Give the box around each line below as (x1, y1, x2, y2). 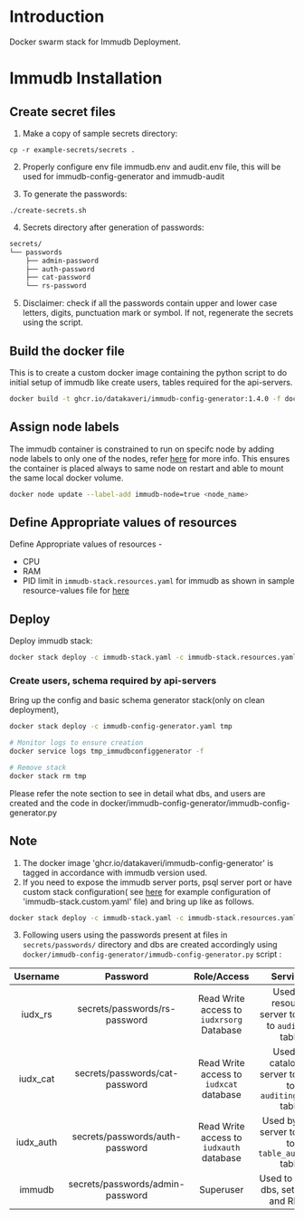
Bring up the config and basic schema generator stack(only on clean (9, 695, 265, 706)
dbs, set (261, 1184, 295, 1196)
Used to (259, 1172, 293, 1185)
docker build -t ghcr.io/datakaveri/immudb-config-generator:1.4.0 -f (9, 395, 281, 404)
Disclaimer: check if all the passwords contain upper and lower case (22, 298, 278, 309)
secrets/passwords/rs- (77, 1003, 176, 1015)
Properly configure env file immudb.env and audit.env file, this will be (22, 161, 281, 172)
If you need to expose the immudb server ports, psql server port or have (22, 876, 292, 888)
